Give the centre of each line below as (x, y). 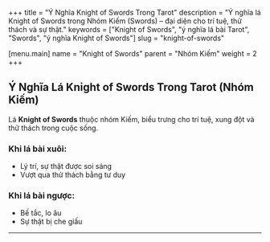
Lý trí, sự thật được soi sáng (66, 166)
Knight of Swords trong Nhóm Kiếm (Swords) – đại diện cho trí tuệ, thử (125, 21)
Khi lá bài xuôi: (37, 149)
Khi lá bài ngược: (41, 195)
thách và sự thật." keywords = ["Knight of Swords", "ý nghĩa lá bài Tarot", (129, 29)
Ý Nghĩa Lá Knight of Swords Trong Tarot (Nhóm (131, 87)
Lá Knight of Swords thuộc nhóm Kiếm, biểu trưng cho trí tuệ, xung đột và (131, 119)
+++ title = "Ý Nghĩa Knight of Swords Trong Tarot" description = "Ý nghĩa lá (135, 12)
